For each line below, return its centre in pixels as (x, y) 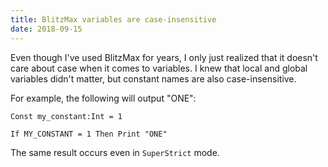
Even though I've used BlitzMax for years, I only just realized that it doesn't (164, 57)
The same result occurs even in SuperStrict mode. (115, 152)
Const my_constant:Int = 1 (66, 116)
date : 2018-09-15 (46, 29)
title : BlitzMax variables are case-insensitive (113, 19)
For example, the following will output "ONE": (103, 98)
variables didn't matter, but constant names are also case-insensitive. (153, 78)
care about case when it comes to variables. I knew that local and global (159, 68)
